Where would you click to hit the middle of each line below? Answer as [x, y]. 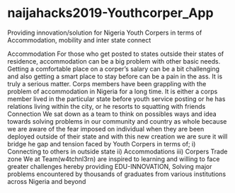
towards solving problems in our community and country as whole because [117, 121]
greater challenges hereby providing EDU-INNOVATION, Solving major [110, 166]
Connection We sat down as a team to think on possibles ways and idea [112, 114]
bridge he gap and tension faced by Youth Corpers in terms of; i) [102, 144]
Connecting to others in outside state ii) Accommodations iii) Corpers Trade [117, 151]
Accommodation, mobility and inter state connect [79, 40]
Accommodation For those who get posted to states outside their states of [116, 54]
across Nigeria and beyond [47, 181]
